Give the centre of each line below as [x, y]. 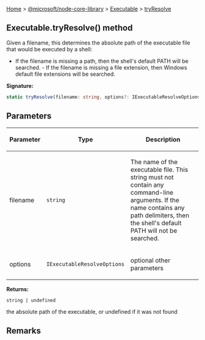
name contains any [157, 208]
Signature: [20, 85]
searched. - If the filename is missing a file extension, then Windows [101, 67]
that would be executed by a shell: [49, 49]
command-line [152, 192]
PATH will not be [154, 230]
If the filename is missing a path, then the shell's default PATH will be [102, 61]
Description [163, 139]
